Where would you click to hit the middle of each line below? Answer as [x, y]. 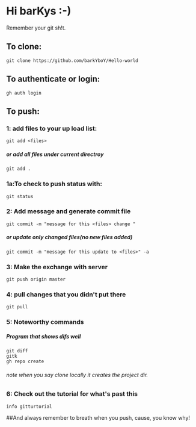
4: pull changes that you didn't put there [66, 295]
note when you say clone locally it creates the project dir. [77, 375]
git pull [17, 307]
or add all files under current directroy [55, 154]
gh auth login [24, 93]
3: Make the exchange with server [57, 267]
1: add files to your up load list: [52, 128]
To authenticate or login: [53, 79]
